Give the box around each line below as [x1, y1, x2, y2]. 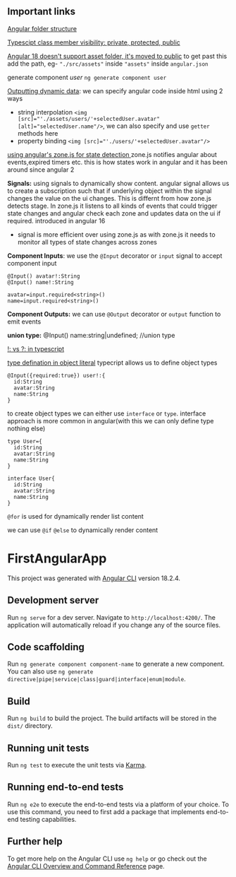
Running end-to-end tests [7, 781, 124, 794]
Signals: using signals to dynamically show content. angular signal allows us [7, 179, 230, 187]
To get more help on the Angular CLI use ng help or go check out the [7, 854, 207, 863]
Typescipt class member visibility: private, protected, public [7, 38, 181, 47]
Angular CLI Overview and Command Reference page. [7, 861, 165, 870]
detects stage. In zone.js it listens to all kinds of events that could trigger [7, 201, 218, 210]
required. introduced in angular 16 [7, 216, 106, 225]
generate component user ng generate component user [7, 73, 167, 81]
